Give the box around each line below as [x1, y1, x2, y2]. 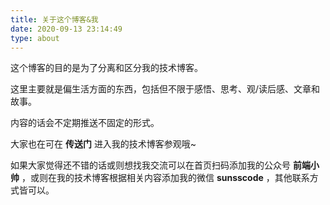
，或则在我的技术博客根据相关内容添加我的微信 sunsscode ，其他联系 [21, 172, 310, 184]
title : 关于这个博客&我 [10, 14, 99, 25]
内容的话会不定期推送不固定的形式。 [10, 117, 160, 129]
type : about [10, 33, 60, 43]
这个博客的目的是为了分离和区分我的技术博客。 [10, 62, 203, 74]
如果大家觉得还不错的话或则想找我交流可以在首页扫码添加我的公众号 [10, 159, 291, 171]
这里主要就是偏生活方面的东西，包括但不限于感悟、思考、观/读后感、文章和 [10, 83, 321, 95]
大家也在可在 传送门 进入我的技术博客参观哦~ [10, 138, 197, 150]
